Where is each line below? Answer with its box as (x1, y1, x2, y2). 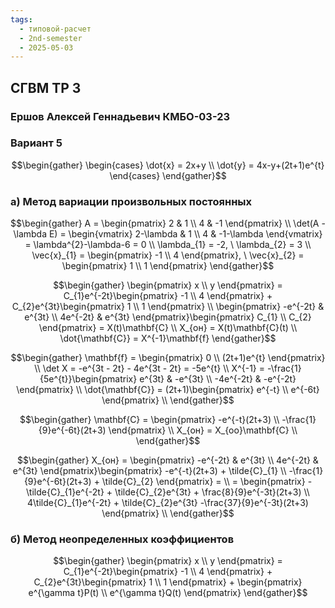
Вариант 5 (10, 136, 63, 150)
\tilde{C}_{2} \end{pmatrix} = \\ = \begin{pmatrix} (101, 476, 306, 488)
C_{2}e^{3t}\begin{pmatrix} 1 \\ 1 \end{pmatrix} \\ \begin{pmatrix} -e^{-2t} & (11, 301, 325, 313)
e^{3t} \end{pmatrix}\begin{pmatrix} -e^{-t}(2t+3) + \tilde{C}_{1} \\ (12, 465, 287, 477)
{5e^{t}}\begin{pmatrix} (39, 373, 138, 385)
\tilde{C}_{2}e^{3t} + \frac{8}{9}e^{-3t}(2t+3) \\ (114, 486, 310, 498)
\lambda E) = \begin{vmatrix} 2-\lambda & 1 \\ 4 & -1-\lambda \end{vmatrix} (13, 228, 323, 240)
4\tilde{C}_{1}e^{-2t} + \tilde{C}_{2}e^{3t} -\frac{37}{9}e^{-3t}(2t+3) (27, 497, 309, 509)
